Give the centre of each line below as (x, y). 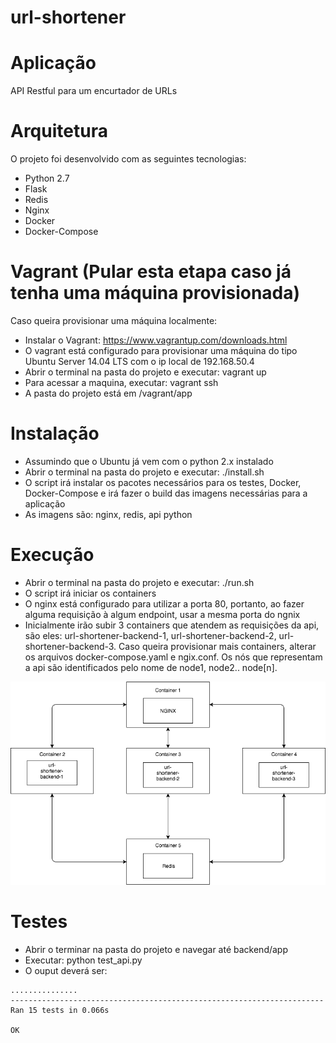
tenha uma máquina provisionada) (155, 293)
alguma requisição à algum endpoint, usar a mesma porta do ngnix (162, 614)
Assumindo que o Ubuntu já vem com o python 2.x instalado (149, 461)
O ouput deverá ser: (66, 970)
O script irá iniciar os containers (90, 593)
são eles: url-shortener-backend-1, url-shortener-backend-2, (150, 635)
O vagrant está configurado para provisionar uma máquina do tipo (161, 350)
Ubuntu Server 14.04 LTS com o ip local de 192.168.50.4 (139, 361)
